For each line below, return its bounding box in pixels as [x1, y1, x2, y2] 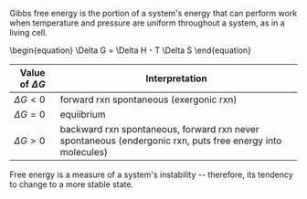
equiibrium [59, 109, 107, 120]
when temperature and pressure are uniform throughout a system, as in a [9, 17, 285, 28]
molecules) [59, 146, 108, 158]
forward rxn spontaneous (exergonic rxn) [59, 93, 238, 106]
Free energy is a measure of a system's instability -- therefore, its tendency [9, 169, 294, 180]
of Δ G [19, 78, 46, 90]
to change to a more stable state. [9, 179, 134, 190]
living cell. [9, 27, 48, 37]
